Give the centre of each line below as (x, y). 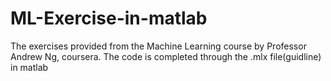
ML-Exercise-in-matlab (109, 18)
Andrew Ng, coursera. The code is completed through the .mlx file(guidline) (166, 56)
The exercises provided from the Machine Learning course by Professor (158, 46)
